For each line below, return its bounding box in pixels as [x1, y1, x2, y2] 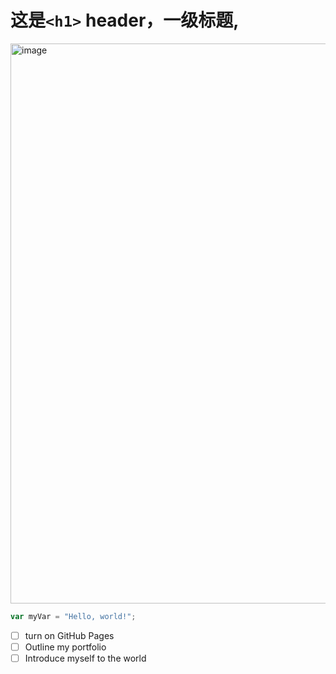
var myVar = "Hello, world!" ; [10, 611, 137, 621]
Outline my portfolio [24, 641, 107, 653]
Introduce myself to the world [24, 652, 147, 664]
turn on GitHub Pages [24, 629, 115, 641]
